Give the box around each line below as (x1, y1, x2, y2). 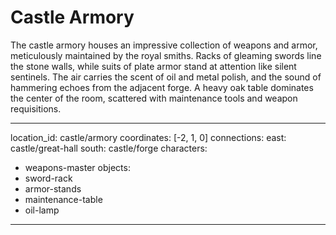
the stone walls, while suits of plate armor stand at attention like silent (10, 60, 297, 72)
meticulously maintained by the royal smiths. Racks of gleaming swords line (10, 49, 322, 61)
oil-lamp (24, 204, 60, 216)
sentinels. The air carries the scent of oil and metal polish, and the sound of (10, 71, 322, 83)
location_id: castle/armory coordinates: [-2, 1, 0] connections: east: (10, 131, 287, 143)
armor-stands (24, 182, 82, 195)
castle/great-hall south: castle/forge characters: (10, 142, 208, 154)
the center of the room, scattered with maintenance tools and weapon (10, 92, 298, 104)
